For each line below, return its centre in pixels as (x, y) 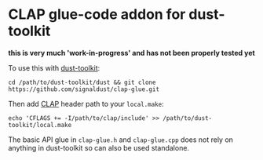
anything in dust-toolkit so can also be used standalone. (99, 147)
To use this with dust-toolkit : (54, 67)
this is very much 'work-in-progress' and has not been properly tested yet (131, 53)
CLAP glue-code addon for (97, 15)
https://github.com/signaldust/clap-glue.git (84, 89)
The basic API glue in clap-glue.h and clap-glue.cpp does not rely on (121, 140)
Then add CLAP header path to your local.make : (86, 104)
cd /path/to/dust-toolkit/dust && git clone (82, 82)
